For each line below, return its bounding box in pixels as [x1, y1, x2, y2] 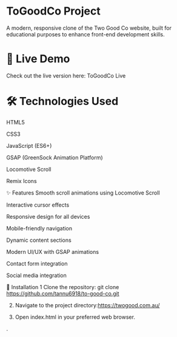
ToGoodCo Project [6, 4, 101, 18]
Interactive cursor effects [6, 201, 70, 209]
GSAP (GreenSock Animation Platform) [6, 153, 103, 161]
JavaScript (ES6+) [6, 142, 52, 149]
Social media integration [6, 272, 67, 279]
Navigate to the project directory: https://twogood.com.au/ [15, 301, 160, 309]
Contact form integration [6, 259, 68, 267]
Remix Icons [6, 177, 38, 184]
